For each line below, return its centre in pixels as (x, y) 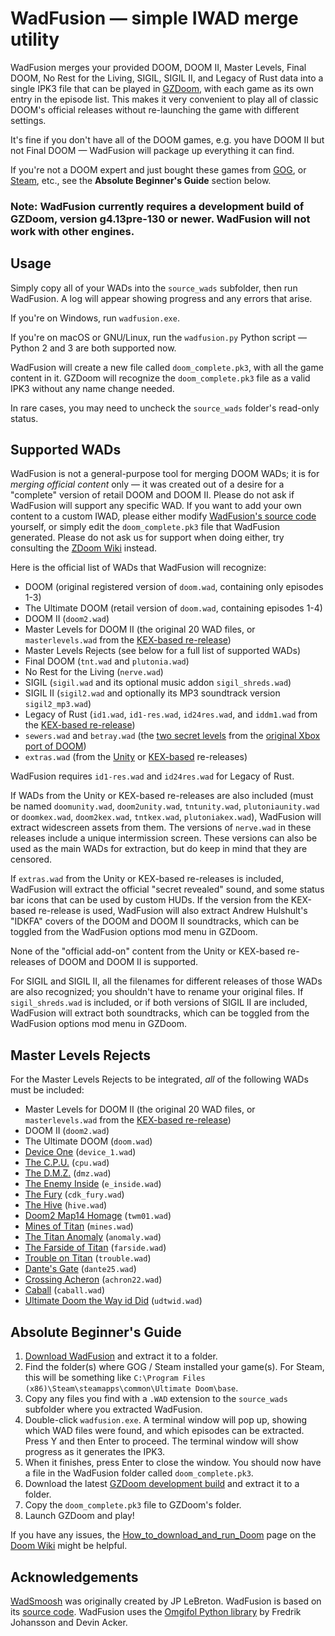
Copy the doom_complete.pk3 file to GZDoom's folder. (133, 1505)
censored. (31, 859)
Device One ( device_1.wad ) (80, 1152)
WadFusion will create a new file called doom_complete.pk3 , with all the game (167, 367)
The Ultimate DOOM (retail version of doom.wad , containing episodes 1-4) (173, 608)
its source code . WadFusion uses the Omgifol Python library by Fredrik (156, 1611)
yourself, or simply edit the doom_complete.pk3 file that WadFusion (145, 527)
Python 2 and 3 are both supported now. (93, 348)
